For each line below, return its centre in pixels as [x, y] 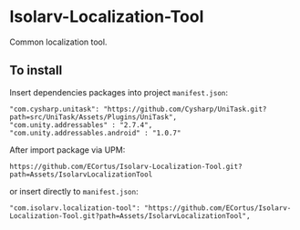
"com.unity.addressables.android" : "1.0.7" [95, 133]
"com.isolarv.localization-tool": [75, 208]
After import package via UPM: [67, 150]
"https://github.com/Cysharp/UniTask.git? [185, 109]
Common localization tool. [58, 42]
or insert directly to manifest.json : [74, 191]
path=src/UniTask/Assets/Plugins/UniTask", [93, 117]
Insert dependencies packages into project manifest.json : [119, 92]
